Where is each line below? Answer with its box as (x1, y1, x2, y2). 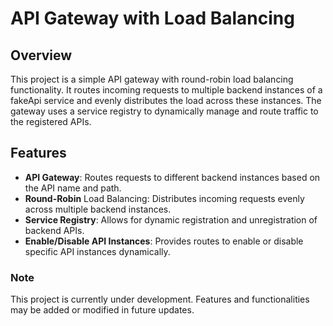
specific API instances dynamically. (24, 245, 171, 257)
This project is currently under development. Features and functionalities (10, 293, 310, 306)
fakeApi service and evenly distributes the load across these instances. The (10, 95, 322, 106)
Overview (10, 47, 73, 64)
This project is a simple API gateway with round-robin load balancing (10, 73, 294, 85)
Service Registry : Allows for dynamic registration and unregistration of (24, 213, 318, 226)
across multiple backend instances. (24, 203, 172, 215)
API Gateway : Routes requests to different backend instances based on (24, 171, 321, 183)
